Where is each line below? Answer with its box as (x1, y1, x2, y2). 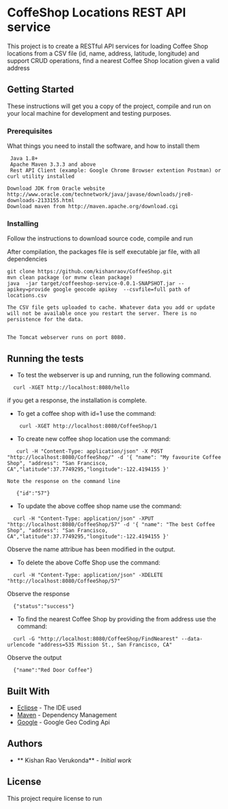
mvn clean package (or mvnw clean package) (7, 274, 133, 282)
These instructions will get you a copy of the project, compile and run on (7, 101, 212, 110)
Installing (7, 219, 39, 228)
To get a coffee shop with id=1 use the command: (16, 410, 156, 418)
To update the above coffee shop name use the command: (16, 502, 182, 510)
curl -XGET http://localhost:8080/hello (13, 384, 130, 391)
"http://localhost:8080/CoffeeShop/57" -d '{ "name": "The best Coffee (7, 521, 215, 528)
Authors (7, 738, 43, 749)
